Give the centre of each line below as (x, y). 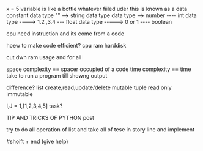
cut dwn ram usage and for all (44, 57)
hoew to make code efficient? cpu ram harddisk (66, 46)
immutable (20, 94)
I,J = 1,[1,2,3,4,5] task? (35, 106)
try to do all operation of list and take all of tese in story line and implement (100, 130)
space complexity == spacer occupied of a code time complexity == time (99, 69)
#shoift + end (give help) (37, 141)
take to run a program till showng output (57, 75)
